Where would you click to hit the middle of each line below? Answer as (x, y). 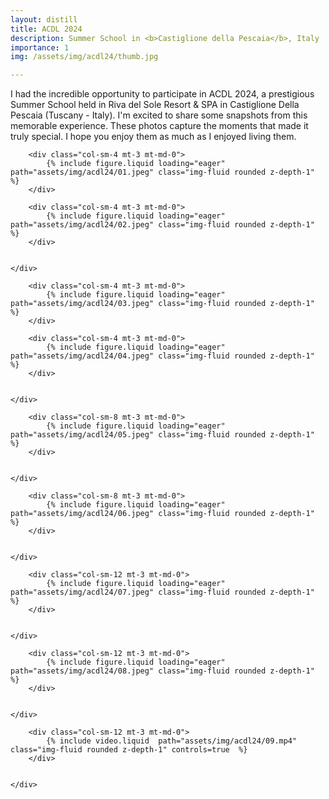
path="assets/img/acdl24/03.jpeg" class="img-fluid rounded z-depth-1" (162, 304)
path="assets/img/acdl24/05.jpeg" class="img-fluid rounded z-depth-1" (162, 435)
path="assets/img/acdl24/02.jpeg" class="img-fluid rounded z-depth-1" (162, 225)
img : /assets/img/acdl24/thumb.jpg (84, 57)
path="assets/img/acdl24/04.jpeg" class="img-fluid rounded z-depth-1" (162, 356)
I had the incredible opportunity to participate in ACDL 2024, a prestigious (162, 94)
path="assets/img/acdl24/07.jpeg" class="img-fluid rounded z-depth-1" (162, 592)
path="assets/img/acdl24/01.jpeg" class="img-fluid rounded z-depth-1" (162, 172)
